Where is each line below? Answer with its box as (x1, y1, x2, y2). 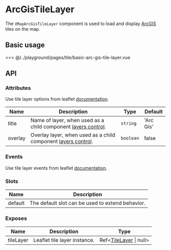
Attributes (5, 84, 31, 92)
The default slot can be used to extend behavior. (30, 199, 146, 207)
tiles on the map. (5, 26, 41, 32)
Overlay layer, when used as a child (30, 131, 116, 139)
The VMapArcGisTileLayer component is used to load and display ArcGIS (5, 20, 156, 27)
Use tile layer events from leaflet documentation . (5, 165, 107, 171)
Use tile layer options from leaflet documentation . (5, 96, 109, 102)
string (121, 121, 137, 126)
